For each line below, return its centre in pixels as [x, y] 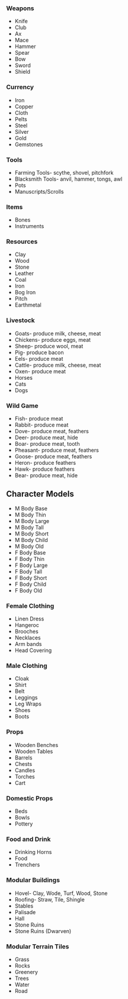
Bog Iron [25, 292]
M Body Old [29, 546]
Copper [24, 106]
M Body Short [32, 534]
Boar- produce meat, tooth [47, 444]
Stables [24, 906]
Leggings [26, 698]
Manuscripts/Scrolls [39, 191]
